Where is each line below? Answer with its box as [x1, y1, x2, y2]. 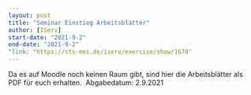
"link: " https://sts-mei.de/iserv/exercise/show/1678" [8, 48, 193, 56]
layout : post [8, 11, 51, 20]
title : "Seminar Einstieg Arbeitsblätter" [8, 19, 150, 27]
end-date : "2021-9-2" [8, 41, 80, 49]
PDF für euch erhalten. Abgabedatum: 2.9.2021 [8, 78, 164, 87]
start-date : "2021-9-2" [8, 33, 87, 42]
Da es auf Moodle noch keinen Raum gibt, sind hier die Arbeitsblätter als [8, 70, 243, 79]
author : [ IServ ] [8, 26, 62, 34]
